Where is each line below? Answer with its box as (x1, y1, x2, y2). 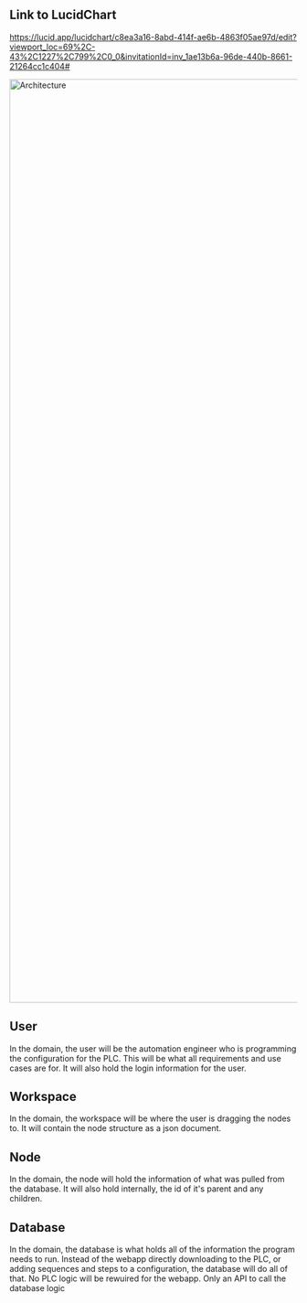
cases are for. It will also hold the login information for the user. (9, 1063, 247, 1073)
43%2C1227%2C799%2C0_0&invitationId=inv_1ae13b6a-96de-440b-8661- (9, 50, 293, 62)
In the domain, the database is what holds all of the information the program (9, 1244, 295, 1255)
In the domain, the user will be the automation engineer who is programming (9, 1042, 297, 1054)
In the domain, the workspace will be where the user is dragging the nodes (9, 1113, 291, 1124)
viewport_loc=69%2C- (9, 41, 96, 52)
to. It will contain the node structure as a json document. (9, 1123, 222, 1134)
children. (9, 1193, 43, 1204)
